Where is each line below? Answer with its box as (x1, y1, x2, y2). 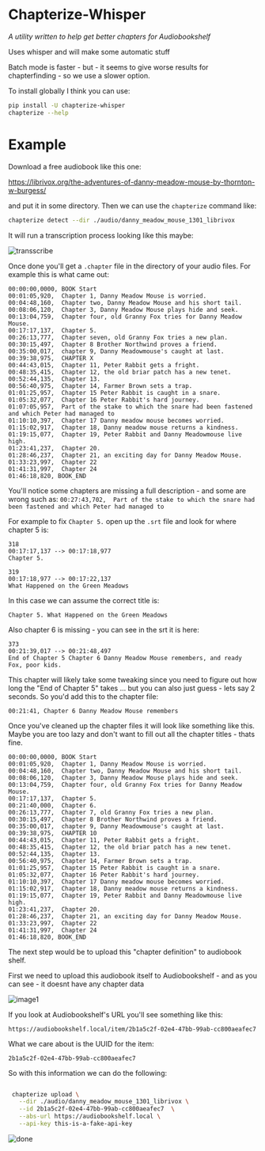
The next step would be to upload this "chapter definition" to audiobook (8, 947, 242, 956)
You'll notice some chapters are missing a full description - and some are (8, 485, 247, 496)
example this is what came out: (8, 269, 109, 279)
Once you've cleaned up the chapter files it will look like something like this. (8, 720, 256, 730)
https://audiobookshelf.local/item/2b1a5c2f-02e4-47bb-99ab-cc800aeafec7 (8, 1025, 257, 1033)
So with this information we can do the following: (8, 1068, 168, 1077)
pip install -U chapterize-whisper (8, 101, 126, 109)
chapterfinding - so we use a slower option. (8, 70, 150, 80)
